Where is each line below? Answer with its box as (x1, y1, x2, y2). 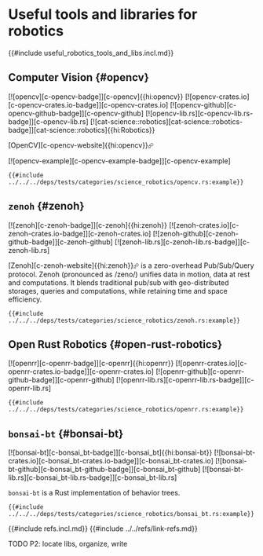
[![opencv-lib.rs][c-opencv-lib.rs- (144, 108, 254, 118)
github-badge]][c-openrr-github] (8, 375, 115, 385)
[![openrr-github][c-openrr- (155, 367, 245, 376)
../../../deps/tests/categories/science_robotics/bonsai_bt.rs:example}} (8, 510, 255, 518)
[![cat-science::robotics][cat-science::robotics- (89, 116, 243, 126)
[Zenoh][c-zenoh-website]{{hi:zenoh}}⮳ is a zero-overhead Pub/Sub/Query (8, 261, 254, 270)
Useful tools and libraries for (8, 5, 198, 24)
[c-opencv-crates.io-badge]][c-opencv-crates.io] (8, 100, 169, 109)
